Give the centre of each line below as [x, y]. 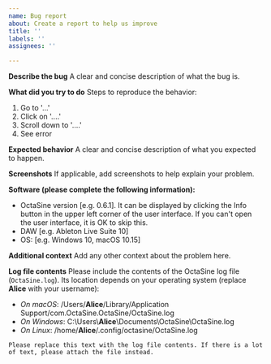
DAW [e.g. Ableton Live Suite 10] [74, 232]
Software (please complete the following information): [102, 190]
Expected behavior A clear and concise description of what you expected [132, 149]
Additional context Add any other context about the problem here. [120, 256]
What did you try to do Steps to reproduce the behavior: [103, 92]
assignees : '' [32, 46]
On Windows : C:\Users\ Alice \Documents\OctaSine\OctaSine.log [127, 322]
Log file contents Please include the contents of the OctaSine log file [124, 271]
